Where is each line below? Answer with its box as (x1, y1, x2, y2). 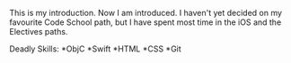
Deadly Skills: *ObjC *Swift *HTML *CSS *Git (9, 43, 181, 54)
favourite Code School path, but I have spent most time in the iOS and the (9, 17, 282, 28)
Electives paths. (9, 27, 68, 36)
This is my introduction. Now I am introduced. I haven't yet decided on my (9, 8, 283, 18)
